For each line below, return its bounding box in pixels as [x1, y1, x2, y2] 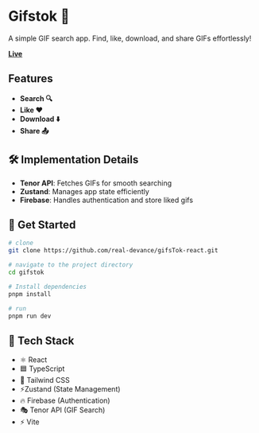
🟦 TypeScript [19, 364, 65, 373]
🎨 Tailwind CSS [19, 376, 70, 385]
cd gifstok [8, 268, 44, 276]
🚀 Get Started [8, 218, 76, 232]
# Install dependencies [8, 283, 87, 291]
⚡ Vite [19, 417, 40, 427]
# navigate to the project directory [8, 261, 133, 269]
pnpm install [8, 290, 52, 298]
